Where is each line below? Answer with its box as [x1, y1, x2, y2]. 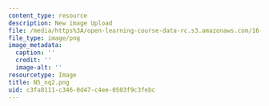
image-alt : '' [15, 64, 62, 72]
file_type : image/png [8, 33, 81, 42]
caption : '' [15, 49, 56, 57]
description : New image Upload [8, 19, 113, 27]
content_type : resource [8, 11, 88, 20]
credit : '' [15, 57, 52, 65]
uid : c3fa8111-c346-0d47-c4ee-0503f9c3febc [8, 85, 156, 94]
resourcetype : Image [8, 71, 78, 79]
